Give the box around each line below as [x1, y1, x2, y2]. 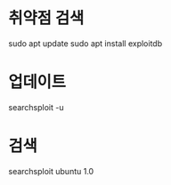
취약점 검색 [8, 8, 85, 28]
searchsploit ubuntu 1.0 [8, 165, 94, 176]
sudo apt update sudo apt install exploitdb [8, 37, 162, 49]
